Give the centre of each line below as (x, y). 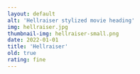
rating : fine (27, 60)
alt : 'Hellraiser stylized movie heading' (71, 20)
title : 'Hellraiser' (38, 47)
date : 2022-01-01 (33, 40)
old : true (22, 54)
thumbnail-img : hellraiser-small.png (63, 33)
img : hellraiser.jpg (38, 27)
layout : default (31, 14)
